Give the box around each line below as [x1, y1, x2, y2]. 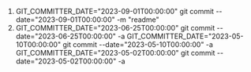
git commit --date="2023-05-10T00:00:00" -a [62, 40, 213, 49]
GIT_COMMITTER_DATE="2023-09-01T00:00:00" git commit [15, 7, 215, 16]
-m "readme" [117, 15, 159, 24]
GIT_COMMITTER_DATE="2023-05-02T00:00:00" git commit [15, 49, 215, 57]
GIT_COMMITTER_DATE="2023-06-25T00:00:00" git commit [15, 23, 215, 32]
